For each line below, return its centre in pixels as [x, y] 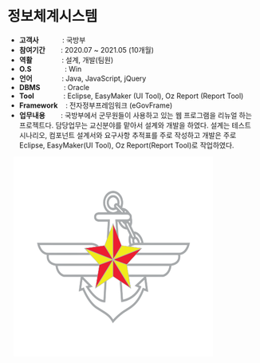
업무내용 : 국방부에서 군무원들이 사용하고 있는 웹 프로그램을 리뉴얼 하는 [136, 115]
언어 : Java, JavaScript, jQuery [83, 78]
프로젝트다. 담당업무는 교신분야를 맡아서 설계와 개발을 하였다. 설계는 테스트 [135, 125]
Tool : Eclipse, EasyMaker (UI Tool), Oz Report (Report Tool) [131, 96]
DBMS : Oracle [54, 87]
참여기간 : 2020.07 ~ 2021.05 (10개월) [87, 49]
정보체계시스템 [53, 16]
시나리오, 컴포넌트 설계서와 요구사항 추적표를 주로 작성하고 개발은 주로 [128, 135]
